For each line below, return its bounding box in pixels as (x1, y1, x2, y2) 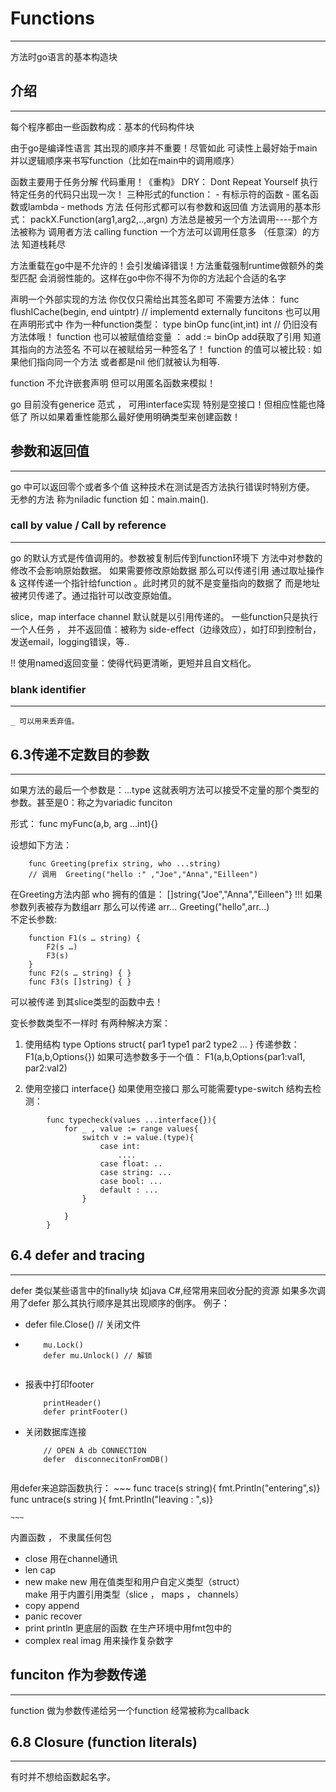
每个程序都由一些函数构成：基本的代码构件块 (10, 120, 195, 132)
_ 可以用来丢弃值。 (10, 717, 80, 727)
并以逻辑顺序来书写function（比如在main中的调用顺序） (10, 154, 240, 166)
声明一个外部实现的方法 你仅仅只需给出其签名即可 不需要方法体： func (10, 293, 300, 305)
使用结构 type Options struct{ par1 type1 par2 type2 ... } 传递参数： (24, 1038, 300, 1050)
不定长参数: (10, 913, 58, 925)
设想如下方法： (10, 838, 72, 851)
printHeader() (43, 1398, 102, 1408)
